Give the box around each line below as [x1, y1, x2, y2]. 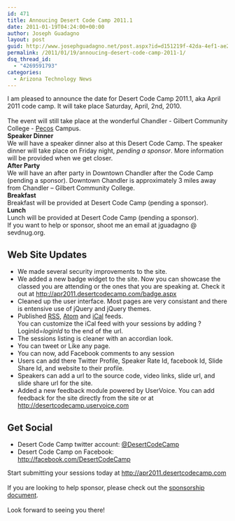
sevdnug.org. [7, 228, 45, 237]
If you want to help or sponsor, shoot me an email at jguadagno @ [7, 221, 197, 230]
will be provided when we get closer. [7, 154, 113, 162]
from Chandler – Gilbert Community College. [7, 183, 135, 193]
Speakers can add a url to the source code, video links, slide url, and [17, 372, 215, 380]
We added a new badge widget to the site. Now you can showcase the [17, 275, 221, 284]
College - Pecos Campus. [7, 124, 82, 133]
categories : [7, 69, 42, 76]
